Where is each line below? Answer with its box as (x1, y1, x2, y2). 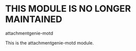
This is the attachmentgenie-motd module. (5, 39, 94, 45)
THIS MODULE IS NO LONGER (5, 3, 131, 14)
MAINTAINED (5, 13, 62, 25)
